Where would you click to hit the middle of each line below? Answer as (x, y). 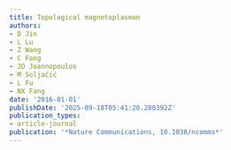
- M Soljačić (33, 75)
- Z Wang (25, 50)
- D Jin (23, 34)
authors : (25, 26)
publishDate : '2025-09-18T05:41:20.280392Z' (92, 108)
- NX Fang (27, 91)
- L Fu (21, 83)
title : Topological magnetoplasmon (75, 17)
